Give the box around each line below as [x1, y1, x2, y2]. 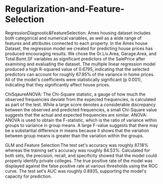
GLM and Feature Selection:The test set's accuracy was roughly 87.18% [5, 142, 148, 148]
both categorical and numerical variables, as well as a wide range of [5, 35, 142, 41]
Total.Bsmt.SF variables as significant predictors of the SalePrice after [5, 56, 145, 61]
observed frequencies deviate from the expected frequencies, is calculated [5, 96, 156, 102]
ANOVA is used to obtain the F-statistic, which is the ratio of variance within [5, 117, 157, 123]
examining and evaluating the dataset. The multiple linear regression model [5, 61, 156, 67]
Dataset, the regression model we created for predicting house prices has [5, 45, 153, 51]
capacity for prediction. [5, 173, 52, 179]
